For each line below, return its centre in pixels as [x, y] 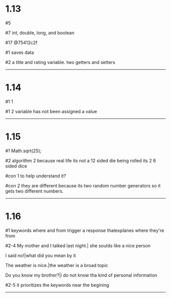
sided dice [16, 166]
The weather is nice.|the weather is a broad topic [57, 265]
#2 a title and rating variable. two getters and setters [60, 62]
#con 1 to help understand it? [36, 176]
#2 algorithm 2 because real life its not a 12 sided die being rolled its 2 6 [81, 160]
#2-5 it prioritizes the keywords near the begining [57, 285]
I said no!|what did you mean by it [41, 255]
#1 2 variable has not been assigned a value [51, 111]
